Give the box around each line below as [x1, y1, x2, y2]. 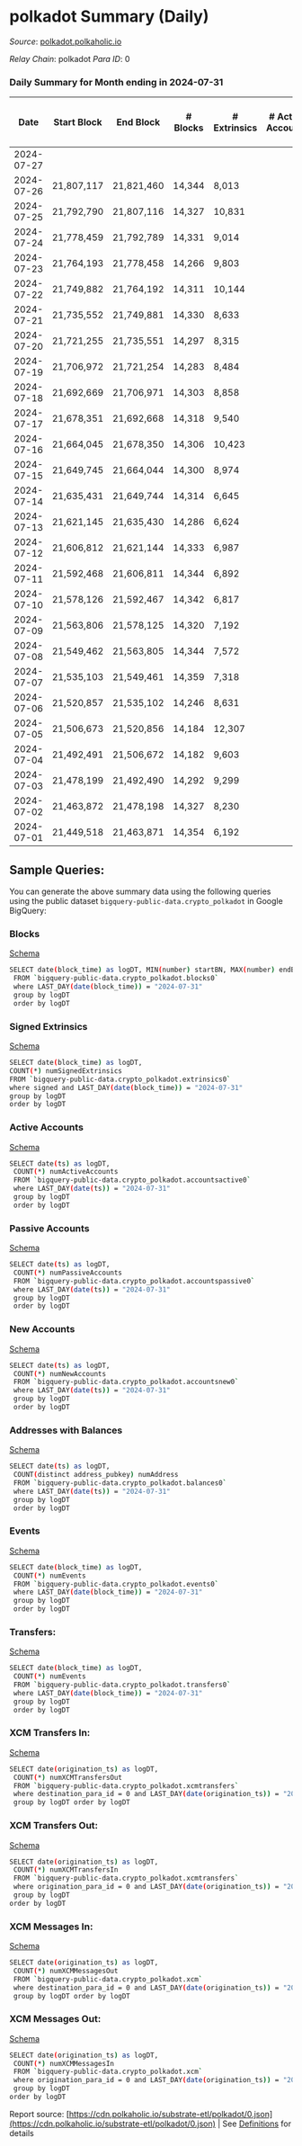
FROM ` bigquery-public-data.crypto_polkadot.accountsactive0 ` [13, 1176, 252, 1185]
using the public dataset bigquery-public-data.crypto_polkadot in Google [9, 896, 283, 907]
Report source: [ [9, 2108, 70, 2119]
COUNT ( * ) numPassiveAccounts [13, 1268, 123, 1277]
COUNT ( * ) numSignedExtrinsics [9, 1066, 123, 1076]
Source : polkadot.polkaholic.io [9, 36, 122, 47]
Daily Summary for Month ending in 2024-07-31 [9, 76, 224, 88]
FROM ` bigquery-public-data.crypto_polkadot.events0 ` [13, 1579, 219, 1588]
